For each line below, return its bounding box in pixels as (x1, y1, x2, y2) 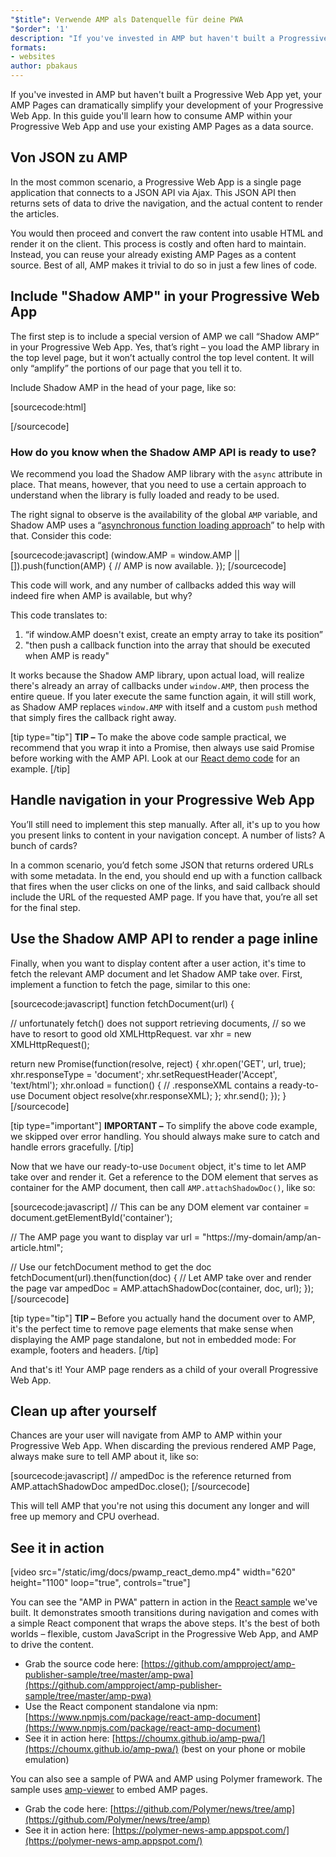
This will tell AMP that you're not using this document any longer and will (10, 1500, 310, 1512)
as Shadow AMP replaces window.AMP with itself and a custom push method (10, 701, 318, 713)
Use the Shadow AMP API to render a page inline (10, 931, 319, 948)
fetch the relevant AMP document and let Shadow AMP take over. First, (10, 967, 303, 980)
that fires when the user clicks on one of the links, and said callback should (10, 880, 321, 892)
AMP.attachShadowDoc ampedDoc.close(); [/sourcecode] (10, 1481, 250, 1493)
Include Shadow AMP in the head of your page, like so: (10, 381, 237, 393)
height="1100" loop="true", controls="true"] (10, 1577, 191, 1589)
